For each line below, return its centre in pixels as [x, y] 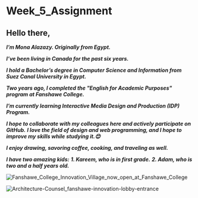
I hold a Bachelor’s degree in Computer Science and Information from [94, 70]
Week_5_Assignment [59, 11]
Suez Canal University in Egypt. [46, 76]
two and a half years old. [38, 166]
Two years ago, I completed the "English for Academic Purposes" [89, 88]
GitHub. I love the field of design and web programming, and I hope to [94, 130]
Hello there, [28, 33]
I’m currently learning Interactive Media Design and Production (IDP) [93, 106]
